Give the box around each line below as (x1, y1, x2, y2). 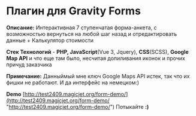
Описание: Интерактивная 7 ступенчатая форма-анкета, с (6, 24, 157, 31)
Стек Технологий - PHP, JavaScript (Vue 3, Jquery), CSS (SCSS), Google (6, 48, 189, 55)
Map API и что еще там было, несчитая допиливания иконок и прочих (6, 54, 186, 62)
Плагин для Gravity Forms (6, 4, 141, 18)
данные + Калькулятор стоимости (6, 36, 94, 44)
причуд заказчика (6, 61, 52, 68)
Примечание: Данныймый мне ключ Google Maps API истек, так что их (6, 72, 190, 80)
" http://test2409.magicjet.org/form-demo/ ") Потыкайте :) (6, 103, 149, 110)
